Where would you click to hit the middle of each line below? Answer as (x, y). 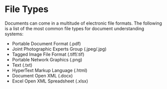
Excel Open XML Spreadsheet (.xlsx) (50, 81)
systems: (14, 34)
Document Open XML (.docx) (43, 75)
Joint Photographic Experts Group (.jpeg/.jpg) (59, 49)
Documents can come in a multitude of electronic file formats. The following (83, 23)
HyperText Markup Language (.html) (50, 70)
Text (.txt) (22, 65)
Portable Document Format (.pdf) (46, 43)
